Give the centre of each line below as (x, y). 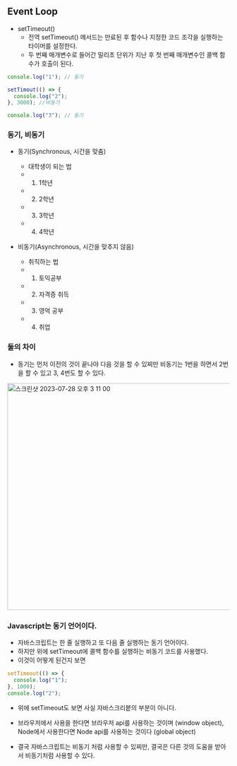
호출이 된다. (57, 64)
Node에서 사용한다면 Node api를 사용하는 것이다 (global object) (107, 731)
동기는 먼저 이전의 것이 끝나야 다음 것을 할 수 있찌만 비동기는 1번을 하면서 (117, 364)
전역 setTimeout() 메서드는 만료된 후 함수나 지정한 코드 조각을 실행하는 (126, 37)
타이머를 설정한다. (53, 46)
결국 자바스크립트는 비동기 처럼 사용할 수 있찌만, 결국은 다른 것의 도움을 (115, 746)
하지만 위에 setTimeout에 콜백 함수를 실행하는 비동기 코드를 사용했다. (113, 652)
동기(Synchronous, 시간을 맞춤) (62, 152)
